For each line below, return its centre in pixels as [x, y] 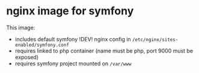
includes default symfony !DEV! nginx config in [73, 39]
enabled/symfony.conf [42, 45]
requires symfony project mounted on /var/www [73, 63]
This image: [21, 28]
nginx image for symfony [70, 11]
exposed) [27, 57]
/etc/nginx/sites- [155, 39]
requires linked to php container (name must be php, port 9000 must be [104, 51]
